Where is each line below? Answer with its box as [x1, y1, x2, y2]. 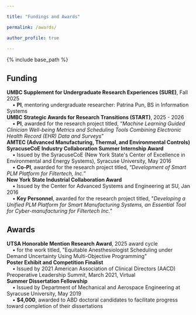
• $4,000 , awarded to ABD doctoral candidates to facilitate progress [12, 296, 178, 303]
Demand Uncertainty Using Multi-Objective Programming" [6, 253, 147, 259]
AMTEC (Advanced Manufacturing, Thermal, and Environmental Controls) [6, 139, 191, 146]
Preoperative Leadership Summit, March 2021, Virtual [6, 272, 136, 278]
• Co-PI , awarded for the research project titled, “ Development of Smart [12, 164, 187, 171]
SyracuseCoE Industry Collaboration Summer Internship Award [6, 145, 164, 152]
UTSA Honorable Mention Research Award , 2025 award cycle [6, 240, 158, 247]
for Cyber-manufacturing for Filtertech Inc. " [6, 207, 113, 215]
